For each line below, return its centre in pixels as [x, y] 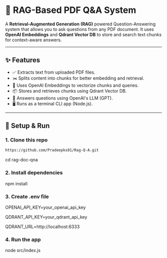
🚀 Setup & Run [28, 126]
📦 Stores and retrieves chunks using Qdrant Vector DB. [70, 91]
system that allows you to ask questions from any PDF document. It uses [80, 29]
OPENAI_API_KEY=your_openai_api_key [45, 207]
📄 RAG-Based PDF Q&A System [71, 10]
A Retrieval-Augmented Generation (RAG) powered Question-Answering [80, 24]
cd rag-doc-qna [22, 160]
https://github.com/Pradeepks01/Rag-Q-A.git [52, 150]
